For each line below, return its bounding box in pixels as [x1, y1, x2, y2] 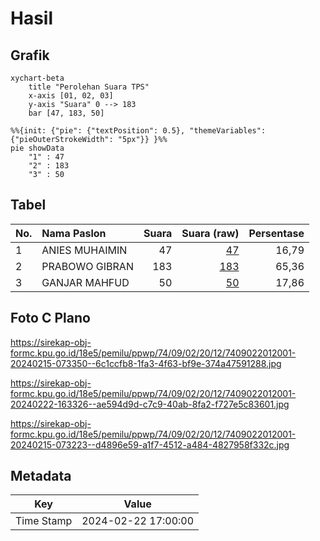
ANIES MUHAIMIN [41, 243, 128, 257]
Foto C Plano [10, 310, 91, 327]
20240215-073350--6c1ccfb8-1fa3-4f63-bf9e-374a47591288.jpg [10, 357, 282, 369]
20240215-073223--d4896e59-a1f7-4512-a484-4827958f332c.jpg [10, 438, 290, 451]
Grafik [10, 47, 50, 64]
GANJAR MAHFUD [41, 275, 130, 289]
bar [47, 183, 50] [28, 108, 105, 118]
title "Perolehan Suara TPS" [28, 82, 150, 92]
